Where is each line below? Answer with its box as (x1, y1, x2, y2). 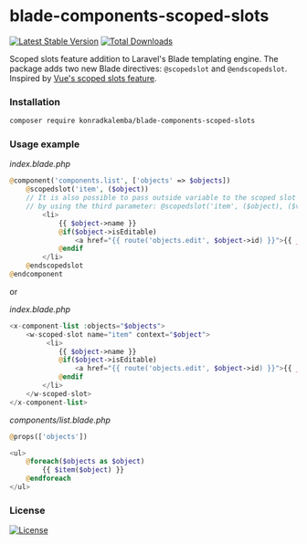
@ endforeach (26, 474, 71, 484)
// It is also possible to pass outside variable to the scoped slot (26, 194, 297, 203)
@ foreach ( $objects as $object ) (26, 457, 145, 466)
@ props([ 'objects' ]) (9, 432, 89, 441)
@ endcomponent (9, 270, 64, 279)
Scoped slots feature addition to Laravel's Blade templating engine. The (9, 53, 279, 64)
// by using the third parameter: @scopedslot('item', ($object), (26, 202, 284, 211)
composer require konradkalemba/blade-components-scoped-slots (9, 116, 256, 126)
